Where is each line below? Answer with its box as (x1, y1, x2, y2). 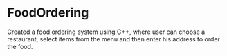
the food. (7, 42, 33, 50)
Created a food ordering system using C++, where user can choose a (7, 28, 206, 36)
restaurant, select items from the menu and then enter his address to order (7, 35, 220, 43)
